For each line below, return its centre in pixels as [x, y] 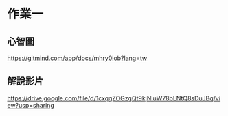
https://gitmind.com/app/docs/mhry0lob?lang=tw [77, 58]
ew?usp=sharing [31, 105]
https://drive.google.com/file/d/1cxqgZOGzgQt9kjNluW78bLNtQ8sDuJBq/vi [114, 98]
